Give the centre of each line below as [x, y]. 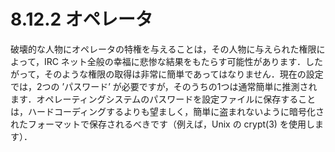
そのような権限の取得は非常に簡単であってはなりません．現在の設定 [184, 74]
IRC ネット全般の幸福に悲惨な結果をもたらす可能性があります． [174, 61]
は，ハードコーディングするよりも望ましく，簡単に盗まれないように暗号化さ [167, 111]
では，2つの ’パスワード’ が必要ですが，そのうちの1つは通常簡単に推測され [164, 86]
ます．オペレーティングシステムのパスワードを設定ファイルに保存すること [163, 99]
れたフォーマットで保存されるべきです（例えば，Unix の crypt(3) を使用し [162, 124]
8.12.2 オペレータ [81, 19]
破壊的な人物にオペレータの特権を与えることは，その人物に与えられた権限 [163, 49]
